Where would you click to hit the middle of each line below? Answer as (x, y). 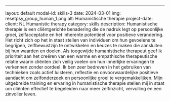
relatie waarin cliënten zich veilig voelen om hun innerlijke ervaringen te (80, 62)
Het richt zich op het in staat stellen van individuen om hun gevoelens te (80, 40)
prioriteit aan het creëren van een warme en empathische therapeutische (81, 56)
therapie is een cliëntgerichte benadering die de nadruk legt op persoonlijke (84, 29)
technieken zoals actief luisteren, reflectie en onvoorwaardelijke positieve (82, 72)
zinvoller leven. (21, 94)
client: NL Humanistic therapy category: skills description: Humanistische (81, 24)
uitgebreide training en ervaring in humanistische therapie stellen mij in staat (85, 83)
